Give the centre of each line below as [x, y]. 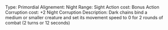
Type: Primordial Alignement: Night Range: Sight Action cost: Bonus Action [82, 7]
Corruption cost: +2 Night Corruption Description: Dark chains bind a [76, 12]
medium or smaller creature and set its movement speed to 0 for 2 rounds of [84, 17]
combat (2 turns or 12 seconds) [38, 23]
